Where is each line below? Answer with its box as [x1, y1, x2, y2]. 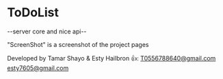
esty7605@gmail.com [7, 63, 69, 72]
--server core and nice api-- [7, 27, 87, 35]
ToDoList [7, 5, 60, 20]
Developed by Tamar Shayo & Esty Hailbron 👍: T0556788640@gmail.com [7, 54, 216, 62]
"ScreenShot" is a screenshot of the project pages [7, 40, 149, 48]
